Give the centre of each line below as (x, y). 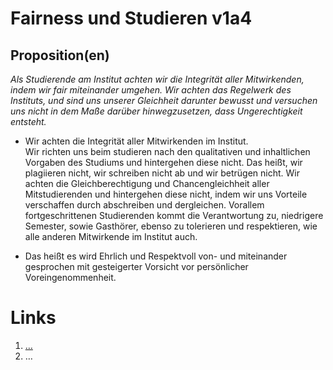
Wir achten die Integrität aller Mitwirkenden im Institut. (136, 141)
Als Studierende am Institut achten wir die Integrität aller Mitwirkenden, (157, 79)
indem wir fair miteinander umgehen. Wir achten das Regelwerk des (151, 90)
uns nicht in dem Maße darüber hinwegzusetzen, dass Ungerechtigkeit (156, 111)
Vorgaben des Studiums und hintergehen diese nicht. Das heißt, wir (163, 162)
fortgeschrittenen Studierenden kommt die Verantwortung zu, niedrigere (174, 215)
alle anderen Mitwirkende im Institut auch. (111, 236)
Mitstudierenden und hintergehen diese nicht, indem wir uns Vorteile (166, 194)
